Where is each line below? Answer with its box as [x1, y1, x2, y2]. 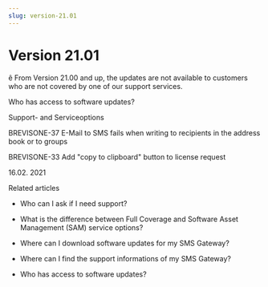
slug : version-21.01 [8, 11, 78, 20]
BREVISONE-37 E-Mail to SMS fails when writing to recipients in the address [8, 127, 261, 137]
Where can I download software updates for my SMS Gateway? [19, 238, 230, 248]
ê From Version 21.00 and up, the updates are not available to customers [8, 73, 249, 83]
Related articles [8, 183, 60, 192]
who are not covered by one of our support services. [8, 81, 183, 91]
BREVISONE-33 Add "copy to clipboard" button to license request [8, 152, 226, 161]
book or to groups [8, 136, 68, 146]
